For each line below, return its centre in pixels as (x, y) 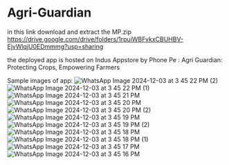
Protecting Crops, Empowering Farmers (64, 67)
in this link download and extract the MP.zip (70, 32)
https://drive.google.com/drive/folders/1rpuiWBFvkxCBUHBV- (95, 39)
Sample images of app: (40, 80)
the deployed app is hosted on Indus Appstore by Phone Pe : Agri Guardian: (115, 59)
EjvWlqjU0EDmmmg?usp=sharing (55, 46)
